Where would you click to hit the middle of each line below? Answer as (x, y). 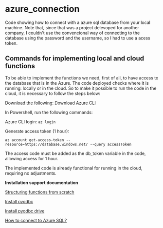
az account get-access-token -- (38, 140)
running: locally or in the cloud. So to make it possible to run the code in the (81, 88)
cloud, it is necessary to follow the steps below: (53, 93)
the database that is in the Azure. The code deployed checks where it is (77, 83)
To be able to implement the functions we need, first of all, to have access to (82, 78)
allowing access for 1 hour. (32, 158)
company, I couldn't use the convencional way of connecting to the (72, 33)
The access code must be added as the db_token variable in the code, (75, 153)
